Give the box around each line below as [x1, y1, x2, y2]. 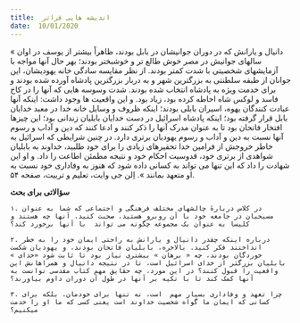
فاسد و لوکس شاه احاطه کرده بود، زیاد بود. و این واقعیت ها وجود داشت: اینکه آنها [10, 93, 279, 104]
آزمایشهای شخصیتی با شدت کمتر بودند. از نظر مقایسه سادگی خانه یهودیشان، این [10, 64, 279, 76]
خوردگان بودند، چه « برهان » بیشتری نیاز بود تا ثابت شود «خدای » [10, 251, 262, 260]
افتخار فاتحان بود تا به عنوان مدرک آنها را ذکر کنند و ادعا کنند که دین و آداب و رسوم [10, 121, 283, 132]
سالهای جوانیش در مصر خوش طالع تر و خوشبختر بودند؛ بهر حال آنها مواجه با [10, 55, 262, 66]
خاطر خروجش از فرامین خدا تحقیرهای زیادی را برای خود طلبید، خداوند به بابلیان [10, 140, 273, 152]
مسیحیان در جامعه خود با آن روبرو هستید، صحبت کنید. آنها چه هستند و [10, 211, 275, 220]
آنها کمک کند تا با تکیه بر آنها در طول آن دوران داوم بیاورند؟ [10, 274, 254, 283]
